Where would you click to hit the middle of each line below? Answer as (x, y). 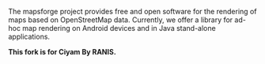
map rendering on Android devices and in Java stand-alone (119, 28)
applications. (29, 36)
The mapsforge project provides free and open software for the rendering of (132, 11)
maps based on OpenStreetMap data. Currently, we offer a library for (121, 20)
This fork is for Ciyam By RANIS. (62, 52)
